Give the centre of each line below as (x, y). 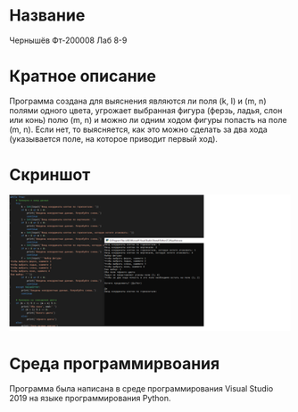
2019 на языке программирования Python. (90, 398)
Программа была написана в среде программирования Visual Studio (141, 388)
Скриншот (50, 175)
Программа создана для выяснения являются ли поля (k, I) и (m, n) (138, 101)
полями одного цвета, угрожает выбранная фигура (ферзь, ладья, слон (146, 110)
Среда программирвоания (115, 364)
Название (47, 16)
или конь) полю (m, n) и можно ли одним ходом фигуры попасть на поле (148, 119)
